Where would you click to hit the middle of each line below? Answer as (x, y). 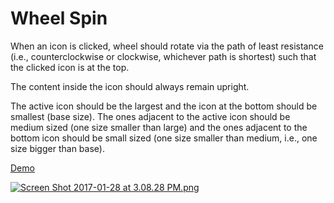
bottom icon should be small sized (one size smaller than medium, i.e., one (164, 138)
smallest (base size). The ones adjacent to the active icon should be (150, 116)
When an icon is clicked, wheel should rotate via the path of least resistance (167, 46)
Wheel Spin (59, 18)
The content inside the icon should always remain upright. (130, 86)
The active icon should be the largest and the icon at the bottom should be (164, 106)
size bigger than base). (57, 148)
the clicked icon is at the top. (70, 67)
